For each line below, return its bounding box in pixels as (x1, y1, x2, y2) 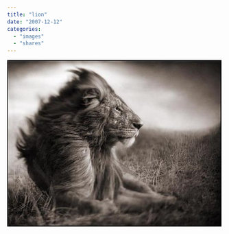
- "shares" (13, 40, 45, 47)
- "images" (13, 33, 45, 40)
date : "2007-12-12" (7, 18, 63, 25)
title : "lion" (7, 11, 48, 18)
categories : (7, 25, 41, 32)
